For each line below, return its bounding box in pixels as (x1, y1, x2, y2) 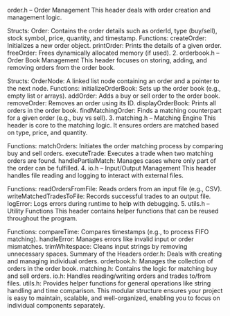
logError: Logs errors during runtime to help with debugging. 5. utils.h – (7, 200, 210, 207)
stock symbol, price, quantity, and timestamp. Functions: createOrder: (7, 34, 206, 42)
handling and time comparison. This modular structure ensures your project (7, 287, 223, 295)
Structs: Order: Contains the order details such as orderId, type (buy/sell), (7, 27, 218, 35)
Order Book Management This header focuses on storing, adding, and (7, 56, 207, 64)
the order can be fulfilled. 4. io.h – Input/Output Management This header (7, 164, 217, 172)
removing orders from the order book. (7, 64, 116, 71)
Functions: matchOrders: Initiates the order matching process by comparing (7, 142, 224, 150)
